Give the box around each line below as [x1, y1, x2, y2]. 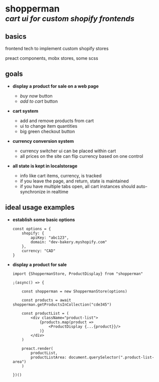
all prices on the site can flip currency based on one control [20, 153, 143, 159]
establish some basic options [12, 217, 75, 223]
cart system [12, 108, 39, 114]
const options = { [12, 226, 51, 231]
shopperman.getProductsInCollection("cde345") [12, 302, 112, 307]
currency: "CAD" [22, 248, 56, 253]
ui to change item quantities [20, 123, 78, 129]
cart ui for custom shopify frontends [5, 14, 134, 24]
